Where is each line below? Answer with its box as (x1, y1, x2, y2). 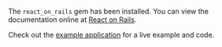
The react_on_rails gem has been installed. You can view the (8, 7, 209, 16)
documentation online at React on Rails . (8, 15, 137, 24)
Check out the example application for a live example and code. (8, 31, 215, 39)
